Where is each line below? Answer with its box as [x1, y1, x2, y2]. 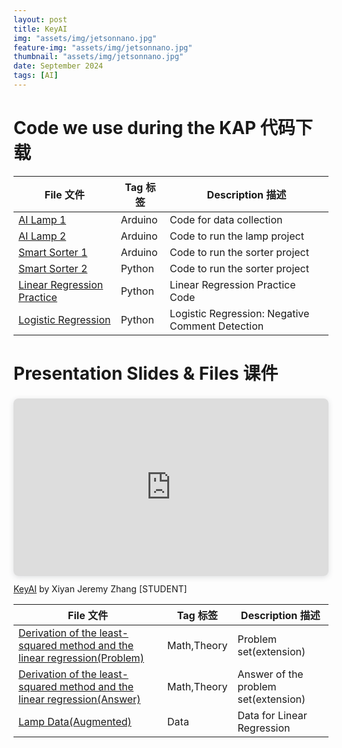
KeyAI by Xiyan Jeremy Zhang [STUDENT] [13, 583, 188, 595]
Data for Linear [237, 709, 308, 723]
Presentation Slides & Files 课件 [13, 362, 279, 385]
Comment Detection [169, 319, 265, 333]
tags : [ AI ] [13, 71, 59, 81]
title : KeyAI [13, 24, 68, 34]
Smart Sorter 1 [18, 245, 88, 259]
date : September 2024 [13, 61, 104, 71]
